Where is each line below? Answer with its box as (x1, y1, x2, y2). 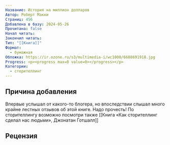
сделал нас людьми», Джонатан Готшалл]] (5, 117, 99, 123)
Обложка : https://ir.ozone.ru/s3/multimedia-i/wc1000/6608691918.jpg (5, 54, 156, 60)
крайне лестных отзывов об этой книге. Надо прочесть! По (5, 106, 134, 112)
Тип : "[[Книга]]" (5, 41, 42, 46)
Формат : (5, 45, 22, 50)
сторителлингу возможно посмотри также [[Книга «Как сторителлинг (5, 112, 157, 118)
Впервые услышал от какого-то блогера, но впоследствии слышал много (5, 101, 165, 107)
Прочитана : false (5, 26, 42, 31)
